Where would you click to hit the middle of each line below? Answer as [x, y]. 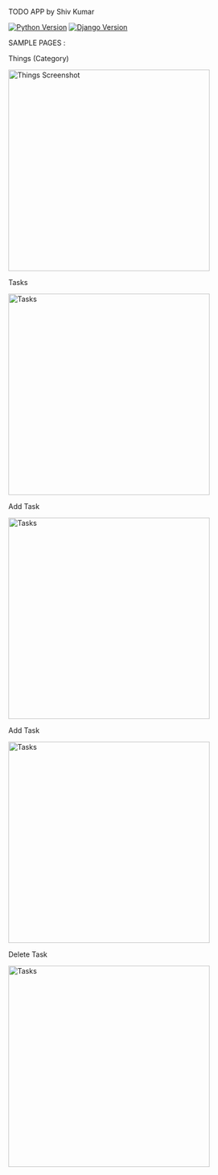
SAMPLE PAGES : [37, 43]
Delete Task [28, 954]
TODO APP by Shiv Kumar [51, 12]
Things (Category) [39, 58]
